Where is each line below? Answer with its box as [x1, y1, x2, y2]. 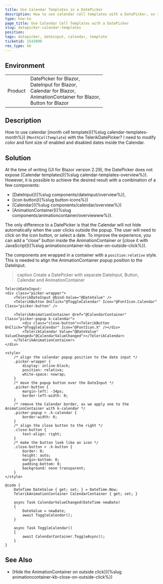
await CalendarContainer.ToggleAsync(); [22, 534, 105, 539]
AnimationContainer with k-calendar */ [5, 406, 86, 411]
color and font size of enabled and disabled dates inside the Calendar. [5, 140, 145, 145]
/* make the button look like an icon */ [14, 440, 98, 445]
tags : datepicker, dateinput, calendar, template [5, 35, 108, 40]
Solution [5, 154, 31, 162]
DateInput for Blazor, [30, 81, 78, 88]
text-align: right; [22, 432, 62, 437]
